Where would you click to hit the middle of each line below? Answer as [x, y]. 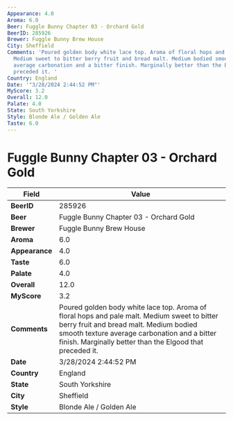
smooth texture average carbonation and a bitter [138, 334]
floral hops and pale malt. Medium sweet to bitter [138, 316]
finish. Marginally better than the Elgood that [131, 342]
